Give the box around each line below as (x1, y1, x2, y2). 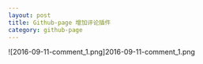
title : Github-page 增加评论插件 (8, 19, 111, 27)
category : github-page (8, 26, 83, 34)
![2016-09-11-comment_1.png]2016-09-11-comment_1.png (8, 48, 196, 57)
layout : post (8, 11, 51, 20)
